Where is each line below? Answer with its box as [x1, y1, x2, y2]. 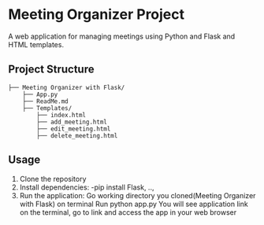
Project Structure [8, 63, 95, 76]
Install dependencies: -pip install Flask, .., [19, 183, 154, 192]
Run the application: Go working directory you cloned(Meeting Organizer [19, 190, 256, 200]
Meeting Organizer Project [8, 6, 185, 24]
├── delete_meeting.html [36, 131, 118, 139]
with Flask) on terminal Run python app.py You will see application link [19, 199, 248, 208]
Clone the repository [19, 174, 87, 183]
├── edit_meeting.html [36, 124, 111, 133]
